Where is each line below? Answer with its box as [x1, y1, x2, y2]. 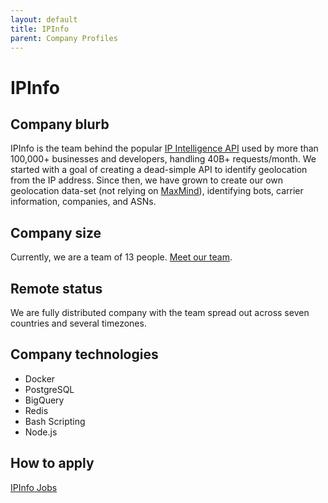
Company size [10, 224, 102, 241]
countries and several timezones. [10, 317, 147, 329]
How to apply [10, 455, 95, 472]
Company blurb [10, 116, 110, 133]
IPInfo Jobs [10, 481, 58, 493]
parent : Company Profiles [10, 33, 118, 43]
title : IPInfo [10, 24, 70, 34]
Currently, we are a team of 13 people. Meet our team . [10, 251, 233, 263]
